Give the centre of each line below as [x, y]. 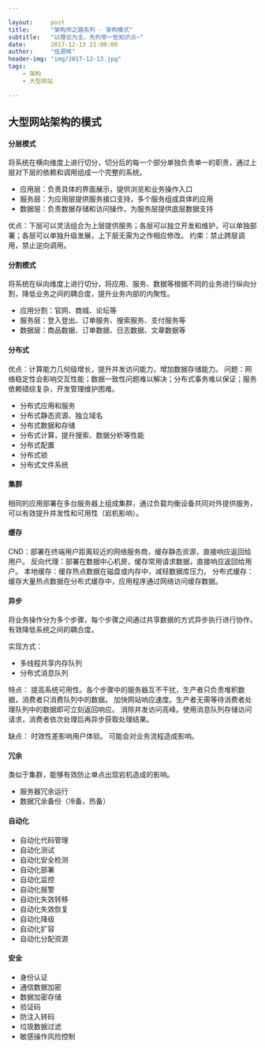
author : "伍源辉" [42, 52]
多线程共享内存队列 [51, 663]
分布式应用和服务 [47, 405]
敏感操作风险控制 [47, 1036]
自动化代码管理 [44, 840]
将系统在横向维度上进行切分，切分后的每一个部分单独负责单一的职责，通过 [129, 163]
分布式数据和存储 [47, 425]
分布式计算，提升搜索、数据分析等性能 [82, 435]
